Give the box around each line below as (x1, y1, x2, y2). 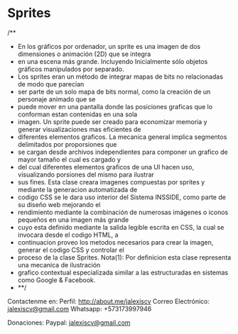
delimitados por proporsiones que (17, 140, 117, 148)
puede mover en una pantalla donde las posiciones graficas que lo (17, 102, 213, 111)
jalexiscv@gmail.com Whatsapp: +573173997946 (7, 304, 152, 313)
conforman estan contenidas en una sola (17, 110, 138, 118)
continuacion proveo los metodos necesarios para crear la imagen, (17, 238, 214, 246)
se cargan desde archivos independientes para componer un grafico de (17, 147, 229, 156)
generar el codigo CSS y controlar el (17, 245, 124, 254)
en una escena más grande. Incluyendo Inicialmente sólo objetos (17, 57, 208, 65)
